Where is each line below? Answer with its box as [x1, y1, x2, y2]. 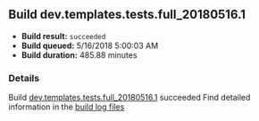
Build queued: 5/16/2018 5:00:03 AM [21, 40, 159, 51]
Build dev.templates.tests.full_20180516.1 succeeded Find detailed [8, 93, 251, 103]
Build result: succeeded [21, 30, 106, 41]
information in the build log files [8, 101, 125, 112]
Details [8, 71, 40, 84]
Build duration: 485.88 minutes [21, 49, 138, 60]
